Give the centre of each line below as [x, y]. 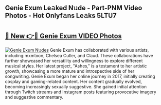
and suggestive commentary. [34, 97]
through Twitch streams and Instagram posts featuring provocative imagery [81, 92]
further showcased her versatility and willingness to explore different [74, 61]
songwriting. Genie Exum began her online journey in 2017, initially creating [80, 76]
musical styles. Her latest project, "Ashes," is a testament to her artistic [76, 66]
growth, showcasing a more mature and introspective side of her [70, 71]
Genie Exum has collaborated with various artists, [99, 50]
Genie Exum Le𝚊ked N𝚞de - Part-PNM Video [74, 8]
